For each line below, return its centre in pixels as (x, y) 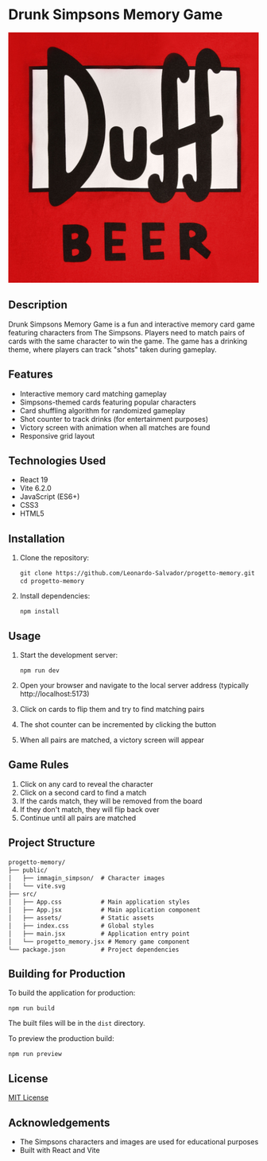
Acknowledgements (59, 1122)
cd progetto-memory (52, 582)
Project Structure (52, 843)
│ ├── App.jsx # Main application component (104, 910)
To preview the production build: (61, 1039)
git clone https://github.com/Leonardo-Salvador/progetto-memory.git (137, 574)
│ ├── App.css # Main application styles (99, 902)
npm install (39, 612)
